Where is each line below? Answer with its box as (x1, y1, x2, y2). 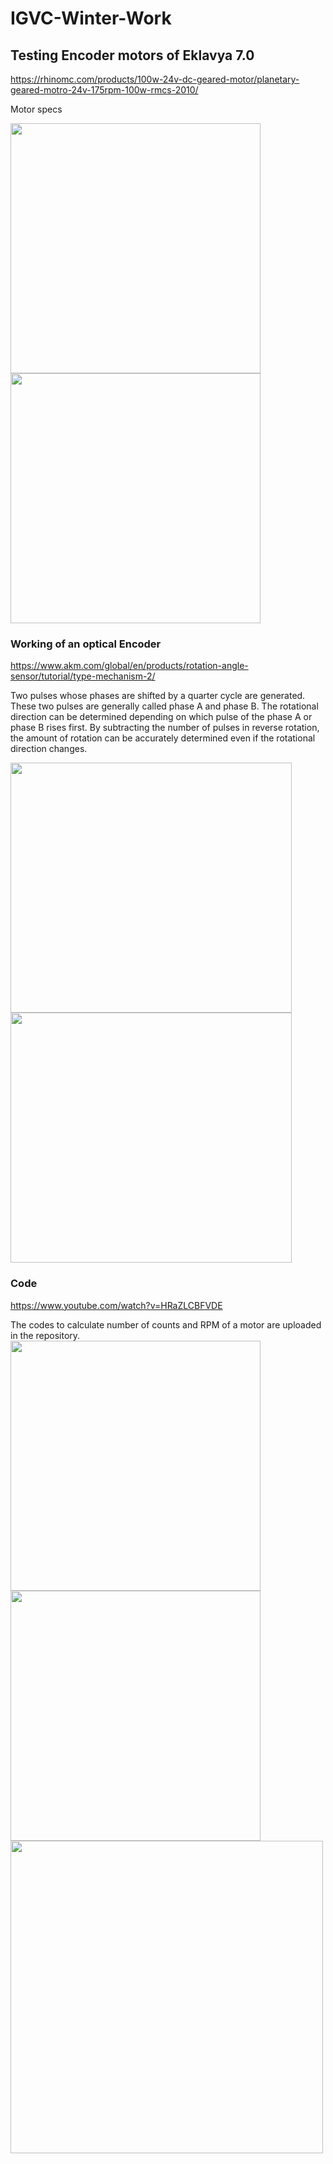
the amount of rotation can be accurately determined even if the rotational (10, 732, 316, 744)
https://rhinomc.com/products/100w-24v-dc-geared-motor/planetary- (10, 73, 300, 85)
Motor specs (10, 103, 63, 115)
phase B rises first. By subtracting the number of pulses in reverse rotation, (10, 722, 320, 734)
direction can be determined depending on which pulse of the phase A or (10, 711, 313, 723)
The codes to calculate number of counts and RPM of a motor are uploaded (10, 1318, 322, 1331)
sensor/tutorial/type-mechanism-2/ (10, 670, 156, 682)
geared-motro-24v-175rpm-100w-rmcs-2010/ (10, 84, 199, 96)
